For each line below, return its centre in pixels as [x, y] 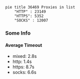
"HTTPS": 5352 [29, 16]
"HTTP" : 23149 [30, 12]
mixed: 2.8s [24, 56]
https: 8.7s [23, 67]
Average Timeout [24, 45]
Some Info [18, 33]
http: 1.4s [22, 62]
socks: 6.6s [24, 72]
